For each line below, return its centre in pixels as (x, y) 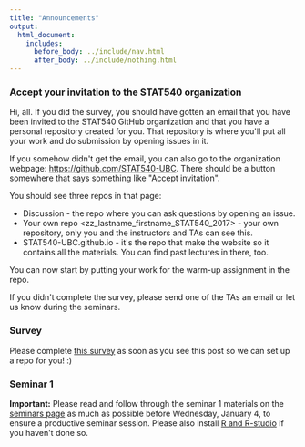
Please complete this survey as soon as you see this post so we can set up (150, 350)
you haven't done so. (49, 432)
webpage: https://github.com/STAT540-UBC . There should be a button (142, 169)
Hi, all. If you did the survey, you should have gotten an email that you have (150, 112)
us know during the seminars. (65, 307)
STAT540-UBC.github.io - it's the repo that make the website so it (146, 243)
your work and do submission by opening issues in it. (109, 141)
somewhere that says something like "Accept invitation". (115, 178)
